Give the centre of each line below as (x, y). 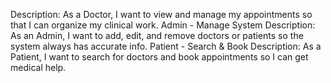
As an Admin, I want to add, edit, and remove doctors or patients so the (157, 35)
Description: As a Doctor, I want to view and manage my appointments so (161, 14)
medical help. (38, 67)
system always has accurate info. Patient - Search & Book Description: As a (166, 46)
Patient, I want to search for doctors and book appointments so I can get (159, 57)
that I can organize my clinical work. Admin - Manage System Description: (163, 25)
